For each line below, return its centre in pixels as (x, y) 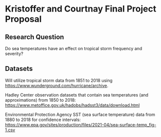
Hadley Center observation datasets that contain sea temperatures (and (77, 95)
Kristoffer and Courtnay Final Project (81, 9)
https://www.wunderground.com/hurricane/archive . (57, 85)
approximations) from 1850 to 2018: (40, 100)
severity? (14, 54)
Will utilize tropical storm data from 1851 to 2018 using (59, 80)
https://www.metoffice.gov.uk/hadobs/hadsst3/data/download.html (72, 105)
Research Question (35, 37)
